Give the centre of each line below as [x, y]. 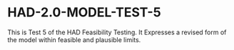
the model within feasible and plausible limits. [74, 39]
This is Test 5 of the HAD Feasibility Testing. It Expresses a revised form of [117, 32]
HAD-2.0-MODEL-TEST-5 [85, 12]
